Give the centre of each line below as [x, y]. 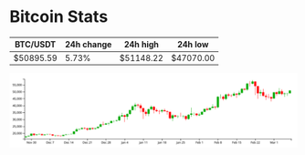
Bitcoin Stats [59, 17]
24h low [193, 45]
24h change [89, 45]
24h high [142, 45]
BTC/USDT [36, 45]
